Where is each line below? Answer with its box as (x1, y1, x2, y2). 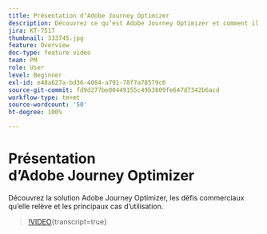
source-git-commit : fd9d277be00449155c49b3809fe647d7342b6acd (8, 85, 220, 94)
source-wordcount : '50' (8, 101, 88, 109)
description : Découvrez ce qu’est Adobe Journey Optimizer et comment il (8, 19, 260, 27)
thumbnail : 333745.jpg (8, 34, 84, 42)
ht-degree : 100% (8, 109, 62, 117)
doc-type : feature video (8, 49, 91, 57)
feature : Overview (8, 42, 70, 50)
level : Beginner (8, 71, 62, 79)
